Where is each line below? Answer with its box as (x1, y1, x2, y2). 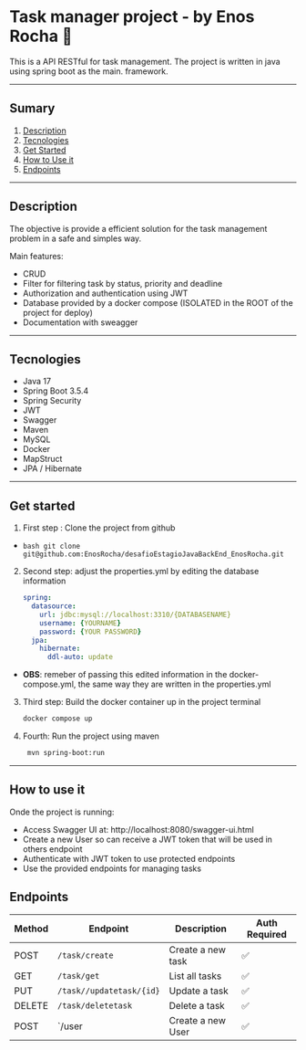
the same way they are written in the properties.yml (77, 678, 271, 690)
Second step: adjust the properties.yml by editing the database (22, 566, 260, 577)
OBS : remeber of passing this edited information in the (22, 669, 228, 680)
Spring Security (22, 395, 82, 406)
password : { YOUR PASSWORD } (39, 627, 142, 636)
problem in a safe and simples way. (9, 233, 142, 244)
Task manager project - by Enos (9, 6, 255, 27)
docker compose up (22, 714, 93, 723)
